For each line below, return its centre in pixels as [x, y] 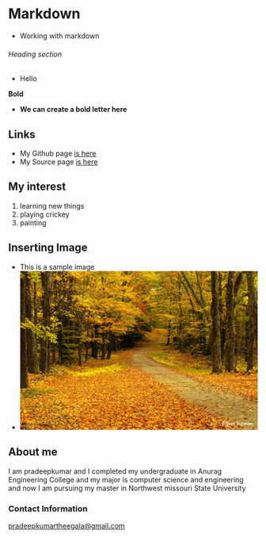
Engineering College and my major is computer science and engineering [126, 479]
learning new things [52, 206]
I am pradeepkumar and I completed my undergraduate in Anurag [115, 471]
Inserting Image [48, 248]
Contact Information [48, 509]
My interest [37, 187]
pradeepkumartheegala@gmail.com [66, 525]
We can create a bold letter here [73, 110]
